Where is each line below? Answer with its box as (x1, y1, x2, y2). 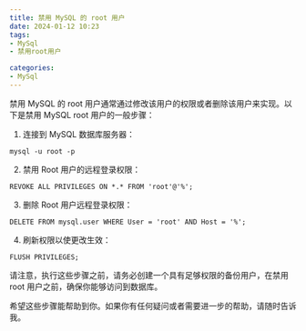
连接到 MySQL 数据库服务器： (22, 128, 135, 139)
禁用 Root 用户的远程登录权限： (22, 164, 141, 175)
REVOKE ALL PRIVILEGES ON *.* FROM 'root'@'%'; (9, 182, 194, 191)
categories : (9, 64, 55, 73)
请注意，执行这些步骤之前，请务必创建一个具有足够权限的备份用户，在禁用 (9, 269, 289, 280)
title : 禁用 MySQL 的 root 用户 (9, 13, 126, 23)
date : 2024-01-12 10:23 (9, 22, 100, 31)
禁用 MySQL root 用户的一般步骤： (25, 109, 155, 120)
